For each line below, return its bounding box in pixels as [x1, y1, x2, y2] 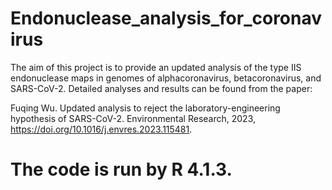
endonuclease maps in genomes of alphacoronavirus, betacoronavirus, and [10, 72, 322, 84]
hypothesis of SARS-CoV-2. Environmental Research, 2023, [10, 112, 257, 124]
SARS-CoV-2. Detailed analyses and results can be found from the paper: [10, 82, 313, 94]
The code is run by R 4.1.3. [10, 158, 233, 181]
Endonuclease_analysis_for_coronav [10, 7, 323, 30]
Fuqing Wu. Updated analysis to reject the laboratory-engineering [10, 102, 281, 114]
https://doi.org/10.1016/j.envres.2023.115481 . [10, 123, 193, 135]
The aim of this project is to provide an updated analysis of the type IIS [10, 61, 302, 73]
